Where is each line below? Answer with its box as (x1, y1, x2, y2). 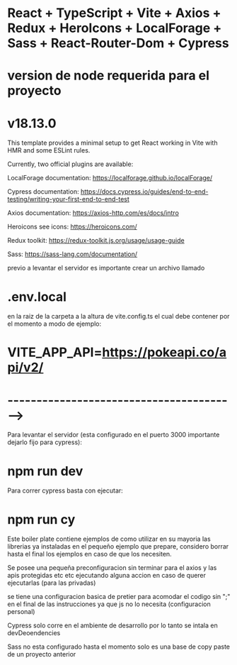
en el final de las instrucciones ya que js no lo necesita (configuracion (7, 600, 211, 608)
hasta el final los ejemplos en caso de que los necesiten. (7, 550, 172, 559)
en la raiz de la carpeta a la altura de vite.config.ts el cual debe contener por (7, 312, 230, 321)
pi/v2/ (7, 360, 44, 375)
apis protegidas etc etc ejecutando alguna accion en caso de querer (7, 571, 207, 580)
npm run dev (7, 463, 83, 479)
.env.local (7, 289, 67, 304)
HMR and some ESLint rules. (7, 146, 91, 155)
